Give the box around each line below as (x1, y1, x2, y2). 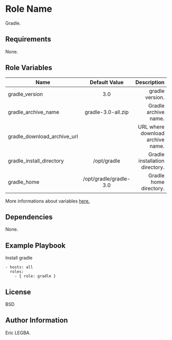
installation (138, 157, 165, 164)
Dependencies (5, 212, 53, 221)
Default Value (89, 78, 124, 86)
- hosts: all (5, 265, 33, 270)
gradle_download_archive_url (8, 133, 78, 140)
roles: (10, 269, 24, 274)
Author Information (5, 316, 68, 325)
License (5, 288, 31, 296)
